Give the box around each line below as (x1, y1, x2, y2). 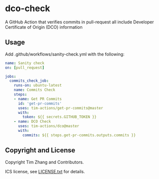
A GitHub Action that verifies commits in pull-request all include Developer (5, 19, 154, 25)
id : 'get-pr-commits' (18, 101, 62, 106)
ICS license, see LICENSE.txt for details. (5, 168, 85, 174)
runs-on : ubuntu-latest (14, 83, 62, 88)
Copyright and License (5, 146, 75, 155)
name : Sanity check (5, 60, 45, 66)
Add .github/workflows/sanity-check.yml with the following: (5, 51, 125, 57)
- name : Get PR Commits (14, 96, 62, 101)
